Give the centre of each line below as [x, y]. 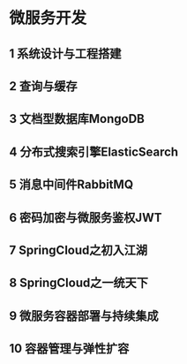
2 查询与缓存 [43, 86]
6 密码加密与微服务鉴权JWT [86, 217]
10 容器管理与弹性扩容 [69, 349]
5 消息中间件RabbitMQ [71, 185]
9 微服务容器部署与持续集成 [84, 316]
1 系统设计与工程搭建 [65, 53]
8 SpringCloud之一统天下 [79, 283]
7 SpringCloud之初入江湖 [79, 250]
